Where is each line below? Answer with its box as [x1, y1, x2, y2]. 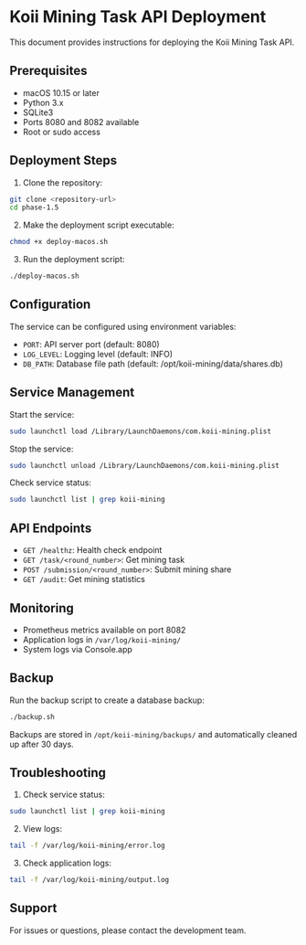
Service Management [9, 385, 135, 400]
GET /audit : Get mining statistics [22, 574, 146, 585]
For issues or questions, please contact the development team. [9, 925, 247, 936]
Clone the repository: [22, 176, 103, 188]
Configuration [9, 297, 91, 313]
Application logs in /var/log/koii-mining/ [22, 633, 181, 645]
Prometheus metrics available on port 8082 [22, 624, 186, 635]
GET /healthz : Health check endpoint [22, 545, 163, 556]
